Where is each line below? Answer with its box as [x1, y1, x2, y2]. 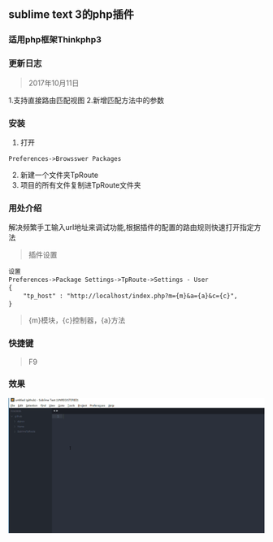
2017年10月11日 [28, 78, 80, 88]
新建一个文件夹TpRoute [19, 170, 99, 180]
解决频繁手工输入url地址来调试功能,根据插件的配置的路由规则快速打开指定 [8, 223, 254, 232]
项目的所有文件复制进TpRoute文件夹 [19, 180, 141, 189]
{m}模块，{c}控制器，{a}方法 [28, 315, 126, 325]
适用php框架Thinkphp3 [8, 34, 102, 46]
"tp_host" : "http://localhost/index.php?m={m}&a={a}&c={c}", [23, 292, 238, 301]
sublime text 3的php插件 [8, 7, 134, 22]
